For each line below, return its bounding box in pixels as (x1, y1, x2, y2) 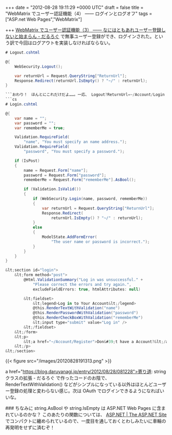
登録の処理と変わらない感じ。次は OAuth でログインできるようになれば (9, 388, 160, 394)
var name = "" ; (14, 116, 47, 121)
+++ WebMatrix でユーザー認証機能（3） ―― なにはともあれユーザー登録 (5, 27, 161, 33)
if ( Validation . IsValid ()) (24, 187, 81, 192)
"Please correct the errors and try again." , (32, 282, 132, 287)
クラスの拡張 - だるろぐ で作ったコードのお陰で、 (5, 375, 110, 381)
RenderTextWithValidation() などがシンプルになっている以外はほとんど (5, 382, 154, 388)
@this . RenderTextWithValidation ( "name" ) (32, 305, 120, 311)
